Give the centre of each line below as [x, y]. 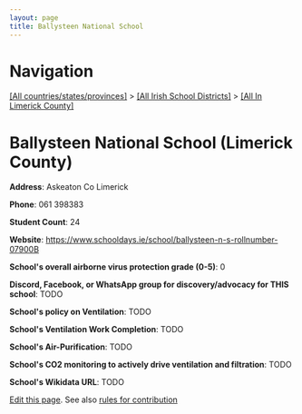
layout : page [34, 18]
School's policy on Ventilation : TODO [81, 312]
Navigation [51, 71]
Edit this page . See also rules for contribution [94, 399]
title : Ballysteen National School [77, 26]
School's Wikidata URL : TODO [67, 382]
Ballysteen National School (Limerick [151, 143]
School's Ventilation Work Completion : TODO [97, 330]
